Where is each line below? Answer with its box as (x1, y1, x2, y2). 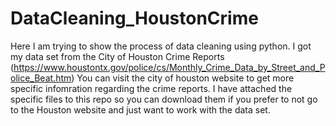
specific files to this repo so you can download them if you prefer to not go (10, 93, 318, 105)
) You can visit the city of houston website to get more (71, 72, 295, 84)
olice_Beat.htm (10, 72, 72, 84)
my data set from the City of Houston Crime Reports (10, 50, 225, 62)
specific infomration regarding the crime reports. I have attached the (10, 82, 293, 94)
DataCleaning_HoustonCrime (10, 7, 259, 30)
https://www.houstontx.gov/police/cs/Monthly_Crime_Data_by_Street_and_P (13, 61, 326, 73)
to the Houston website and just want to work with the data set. (10, 103, 271, 116)
